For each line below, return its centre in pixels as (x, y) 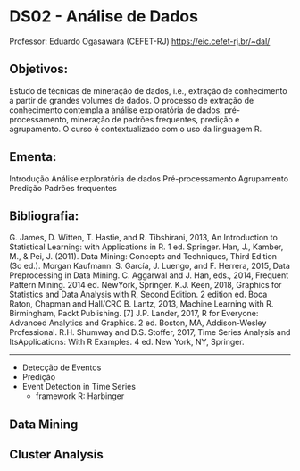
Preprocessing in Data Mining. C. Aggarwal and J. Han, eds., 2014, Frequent (149, 275)
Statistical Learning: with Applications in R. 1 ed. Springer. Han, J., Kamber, (146, 247)
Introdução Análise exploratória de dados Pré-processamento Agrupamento (149, 178)
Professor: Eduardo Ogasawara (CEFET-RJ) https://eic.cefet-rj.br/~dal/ (140, 41)
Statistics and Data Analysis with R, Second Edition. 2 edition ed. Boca (138, 294)
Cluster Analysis (57, 454)
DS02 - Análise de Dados (104, 17)
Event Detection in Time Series (79, 387)
